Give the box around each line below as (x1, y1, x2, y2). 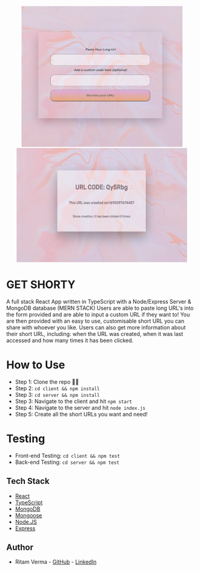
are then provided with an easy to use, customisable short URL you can (6, 317, 185, 324)
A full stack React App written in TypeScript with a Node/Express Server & (6, 298, 192, 305)
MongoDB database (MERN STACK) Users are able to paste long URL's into (6, 304, 194, 312)
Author (6, 542, 33, 553)
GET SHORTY (6, 278, 76, 292)
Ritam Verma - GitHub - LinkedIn (15, 558, 97, 566)
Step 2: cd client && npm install (15, 384, 100, 392)
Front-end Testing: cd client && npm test (15, 452, 120, 459)
